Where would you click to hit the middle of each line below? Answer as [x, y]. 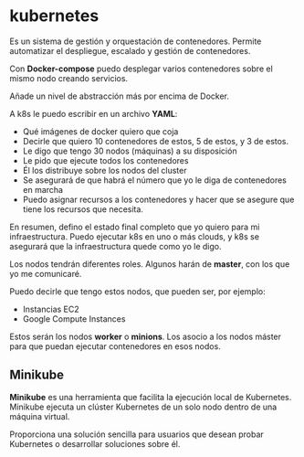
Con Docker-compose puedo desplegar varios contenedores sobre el [142, 69]
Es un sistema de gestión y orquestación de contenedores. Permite [136, 41]
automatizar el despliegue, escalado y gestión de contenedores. [130, 50]
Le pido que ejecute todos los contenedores [105, 160]
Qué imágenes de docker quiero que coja [100, 131]
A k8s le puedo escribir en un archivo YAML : [94, 113]
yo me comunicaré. [46, 273]
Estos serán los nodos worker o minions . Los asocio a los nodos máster [145, 336]
